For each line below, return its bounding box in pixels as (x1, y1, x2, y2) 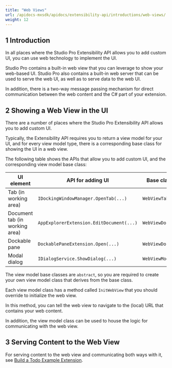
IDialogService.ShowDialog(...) (37, 256, 117, 261)
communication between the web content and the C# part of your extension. (5, 91, 167, 97)
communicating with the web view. (5, 323, 78, 329)
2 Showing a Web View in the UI (5, 106, 109, 115)
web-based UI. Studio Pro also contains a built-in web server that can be (5, 70, 159, 77)
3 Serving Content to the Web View (5, 338, 120, 346)
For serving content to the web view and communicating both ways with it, (5, 352, 163, 358)
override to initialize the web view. (5, 293, 77, 298)
